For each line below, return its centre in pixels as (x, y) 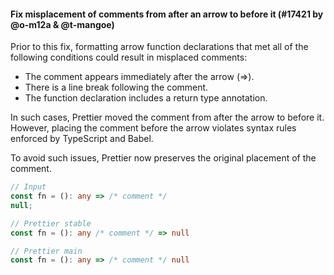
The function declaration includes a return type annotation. (146, 98)
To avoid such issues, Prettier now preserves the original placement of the (163, 158)
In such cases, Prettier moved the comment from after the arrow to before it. (167, 117)
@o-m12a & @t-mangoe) (62, 24)
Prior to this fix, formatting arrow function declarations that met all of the (159, 47)
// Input (28, 187)
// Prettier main (46, 251)
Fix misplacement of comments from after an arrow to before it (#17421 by (167, 14)
